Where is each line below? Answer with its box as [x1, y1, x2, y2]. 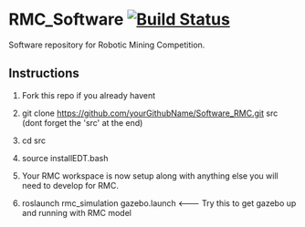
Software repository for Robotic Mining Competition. [8, 39, 205, 50]
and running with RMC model [21, 207, 131, 218]
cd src [21, 135, 47, 146]
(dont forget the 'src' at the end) [21, 117, 143, 128]
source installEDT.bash [21, 152, 109, 163]
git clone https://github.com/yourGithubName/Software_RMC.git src [21, 108, 279, 119]
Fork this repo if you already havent [21, 89, 156, 100]
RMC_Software [8, 9, 124, 30]
